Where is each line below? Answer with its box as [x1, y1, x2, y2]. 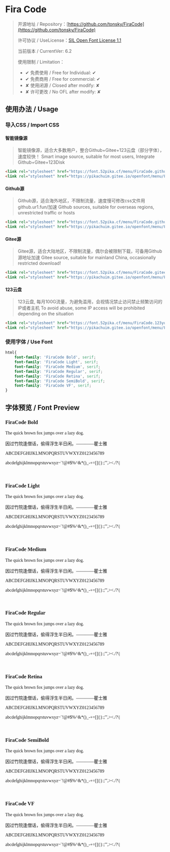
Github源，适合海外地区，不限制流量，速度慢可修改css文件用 [17, 198, 146, 204]
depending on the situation [17, 311, 74, 317]
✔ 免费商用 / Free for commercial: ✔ [25, 76, 101, 82]
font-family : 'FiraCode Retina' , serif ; [14, 373, 101, 379]
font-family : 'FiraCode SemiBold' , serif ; [14, 378, 105, 384]
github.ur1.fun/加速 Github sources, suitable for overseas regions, [17, 204, 154, 210]
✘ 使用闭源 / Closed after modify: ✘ [25, 82, 100, 88]
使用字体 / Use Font [5, 338, 53, 345]
